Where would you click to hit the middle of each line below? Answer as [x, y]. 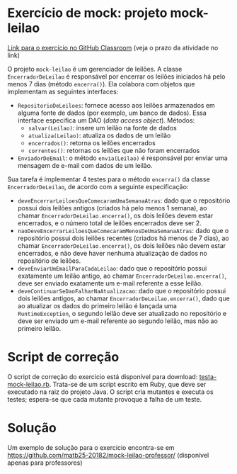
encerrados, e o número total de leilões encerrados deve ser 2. [109, 223]
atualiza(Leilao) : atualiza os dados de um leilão [99, 135]
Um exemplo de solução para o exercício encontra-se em [91, 447]
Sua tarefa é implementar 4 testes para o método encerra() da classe [109, 179]
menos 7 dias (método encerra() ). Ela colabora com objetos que [101, 84]
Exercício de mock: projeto [87, 13]
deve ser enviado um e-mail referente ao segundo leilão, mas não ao [117, 321]
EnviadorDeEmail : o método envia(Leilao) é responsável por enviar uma [122, 158]
